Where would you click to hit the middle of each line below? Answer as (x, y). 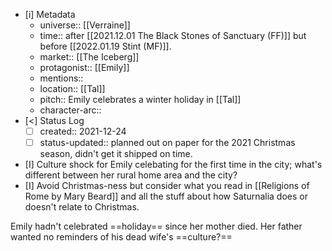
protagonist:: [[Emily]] (84, 67)
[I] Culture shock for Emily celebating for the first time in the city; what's (173, 165)
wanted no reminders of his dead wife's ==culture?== (121, 237)
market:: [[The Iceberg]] (89, 57)
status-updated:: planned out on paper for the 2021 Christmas (167, 143)
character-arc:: (70, 110)
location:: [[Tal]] (72, 88)
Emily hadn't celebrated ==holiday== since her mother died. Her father (156, 226)
